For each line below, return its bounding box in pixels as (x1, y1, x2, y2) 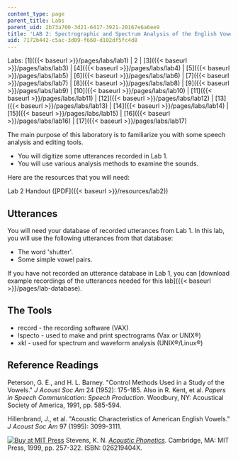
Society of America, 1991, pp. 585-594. (7, 401, 122, 409)
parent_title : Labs (7, 17, 65, 24)
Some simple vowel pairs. (17, 255, 93, 264)
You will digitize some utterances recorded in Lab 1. (17, 152, 168, 161)
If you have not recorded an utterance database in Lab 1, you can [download (7, 269, 230, 277)
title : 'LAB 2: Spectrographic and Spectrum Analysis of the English (7, 30, 217, 38)
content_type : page (7, 10, 65, 18)
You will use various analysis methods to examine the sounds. (17, 159, 199, 168)
